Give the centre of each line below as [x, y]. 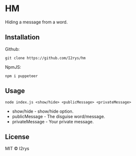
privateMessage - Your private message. [53, 121]
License [17, 137]
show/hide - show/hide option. [43, 111]
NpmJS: [13, 67]
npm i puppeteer [21, 76]
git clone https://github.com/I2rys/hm [45, 58]
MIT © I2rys [17, 149]
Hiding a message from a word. [36, 22]
